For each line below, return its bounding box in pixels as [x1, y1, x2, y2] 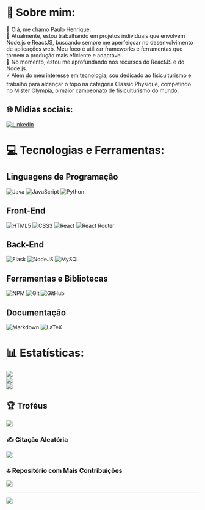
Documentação [6, 307, 66, 318]
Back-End [6, 239, 45, 250]
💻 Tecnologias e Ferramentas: [6, 143, 165, 157]
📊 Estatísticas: [6, 346, 84, 360]
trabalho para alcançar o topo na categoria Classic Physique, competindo [6, 80, 191, 87]
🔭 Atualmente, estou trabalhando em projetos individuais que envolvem [6, 32, 185, 39]
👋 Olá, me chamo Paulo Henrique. [6, 26, 92, 33]
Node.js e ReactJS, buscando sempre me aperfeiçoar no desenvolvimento [6, 38, 193, 46]
